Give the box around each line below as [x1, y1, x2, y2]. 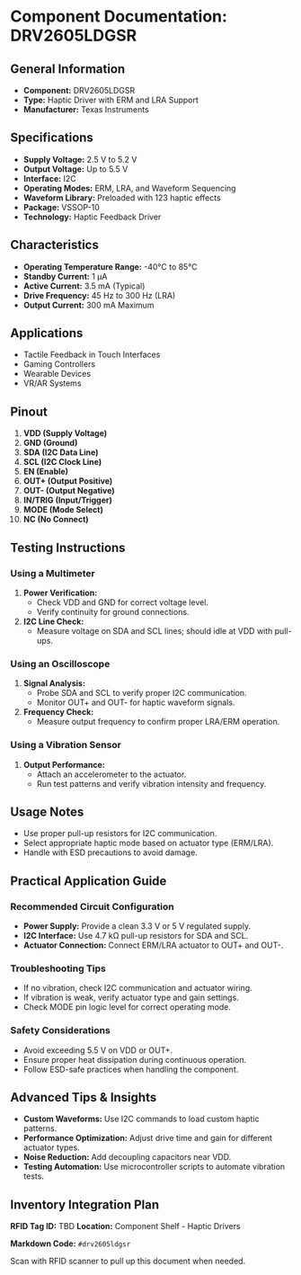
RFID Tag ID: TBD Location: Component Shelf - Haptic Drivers [10, 1221, 241, 1232]
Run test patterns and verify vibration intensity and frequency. [36, 778, 267, 789]
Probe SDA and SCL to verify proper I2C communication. [36, 688, 247, 699]
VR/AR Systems [22, 378, 82, 388]
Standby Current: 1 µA [22, 271, 108, 281]
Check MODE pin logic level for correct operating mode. [22, 1002, 232, 1012]
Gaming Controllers [22, 359, 96, 370]
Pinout [10, 404, 49, 419]
